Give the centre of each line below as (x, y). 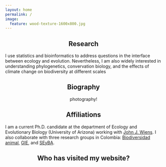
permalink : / (19, 14)
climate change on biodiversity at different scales (56, 72)
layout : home (19, 10)
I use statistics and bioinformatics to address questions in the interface (78, 56)
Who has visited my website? (83, 158)
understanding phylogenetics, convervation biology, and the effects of (77, 66)
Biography (83, 87)
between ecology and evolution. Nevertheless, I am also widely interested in (83, 61)
